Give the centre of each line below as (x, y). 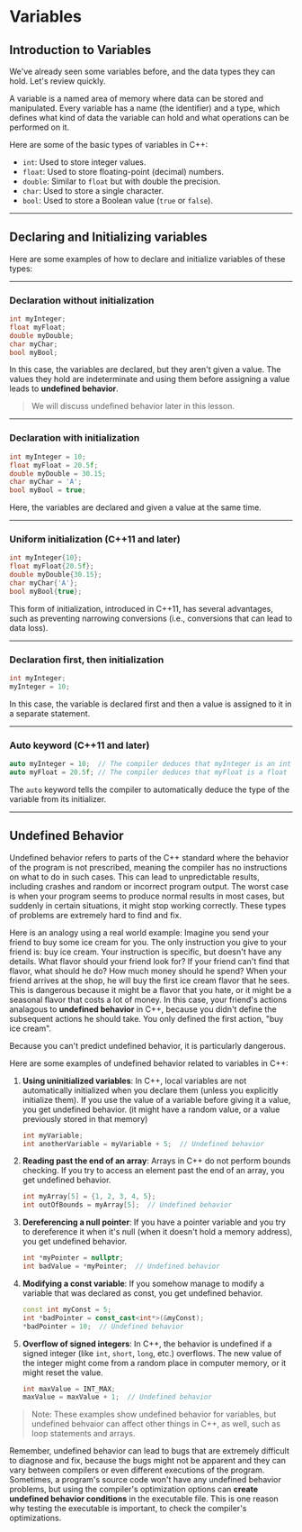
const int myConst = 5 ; (67, 1309)
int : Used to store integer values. (84, 162)
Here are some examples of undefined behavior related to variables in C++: (149, 1063)
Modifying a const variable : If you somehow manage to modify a (143, 1283)
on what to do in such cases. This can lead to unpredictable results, (135, 877)
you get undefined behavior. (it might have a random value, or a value (151, 1109)
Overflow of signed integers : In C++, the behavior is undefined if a (147, 1344)
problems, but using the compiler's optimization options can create (134, 1490)
